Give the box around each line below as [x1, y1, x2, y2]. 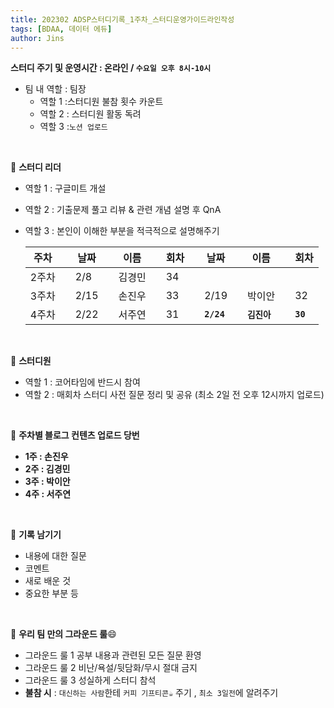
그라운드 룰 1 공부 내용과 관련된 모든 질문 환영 [24, 649, 202, 661]
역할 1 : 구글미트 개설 [24, 182, 107, 195]
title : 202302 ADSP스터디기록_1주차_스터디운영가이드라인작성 [10, 14, 235, 25]
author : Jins [10, 33, 65, 43]
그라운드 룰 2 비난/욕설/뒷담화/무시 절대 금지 [24, 662, 198, 674]
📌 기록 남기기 [10, 529, 62, 541]
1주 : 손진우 [24, 451, 69, 463]
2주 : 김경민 [24, 463, 71, 475]
